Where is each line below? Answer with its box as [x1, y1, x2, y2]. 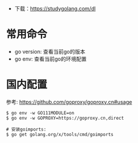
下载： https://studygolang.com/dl [14, 5, 96, 12]
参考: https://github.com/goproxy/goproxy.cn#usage [6, 98, 133, 105]
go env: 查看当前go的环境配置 [14, 55, 87, 62]
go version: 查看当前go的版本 [14, 48, 86, 55]
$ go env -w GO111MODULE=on [6, 110, 75, 116]
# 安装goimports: [6, 126, 47, 132]
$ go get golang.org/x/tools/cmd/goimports [6, 131, 114, 137]
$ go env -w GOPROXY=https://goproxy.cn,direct [6, 115, 125, 121]
